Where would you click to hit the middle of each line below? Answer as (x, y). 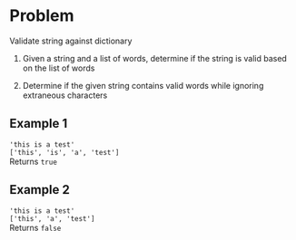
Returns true (33, 161)
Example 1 (39, 124)
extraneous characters (65, 95)
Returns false (35, 227)
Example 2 (39, 190)
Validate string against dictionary (71, 41)
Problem (42, 16)
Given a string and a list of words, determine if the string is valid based (155, 58)
